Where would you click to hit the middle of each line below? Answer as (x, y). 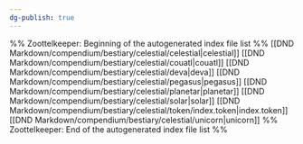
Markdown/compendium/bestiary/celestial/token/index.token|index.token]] (149, 110)
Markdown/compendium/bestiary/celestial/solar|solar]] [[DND (125, 101)
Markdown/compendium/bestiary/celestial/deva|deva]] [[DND (125, 72)
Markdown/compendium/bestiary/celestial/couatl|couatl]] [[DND (129, 62)
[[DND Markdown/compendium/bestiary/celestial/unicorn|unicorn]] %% (144, 120)
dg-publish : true (42, 18)
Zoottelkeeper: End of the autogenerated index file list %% (118, 129)
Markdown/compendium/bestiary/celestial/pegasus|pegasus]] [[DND (138, 81)
